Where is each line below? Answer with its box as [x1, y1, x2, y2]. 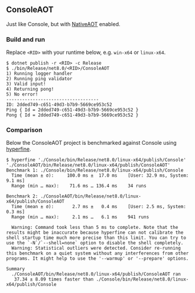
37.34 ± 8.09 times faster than [14, 276, 94, 282]
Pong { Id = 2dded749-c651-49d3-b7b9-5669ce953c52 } [6, 112, 139, 118]
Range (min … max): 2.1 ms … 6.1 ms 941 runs [11, 214, 149, 220]
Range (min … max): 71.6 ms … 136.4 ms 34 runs [11, 183, 147, 189]
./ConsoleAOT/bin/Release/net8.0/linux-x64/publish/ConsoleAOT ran [11, 271, 181, 278]
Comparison [6, 126, 43, 134]
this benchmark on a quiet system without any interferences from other [6, 250, 189, 257]
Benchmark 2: [6, 193, 38, 199]
